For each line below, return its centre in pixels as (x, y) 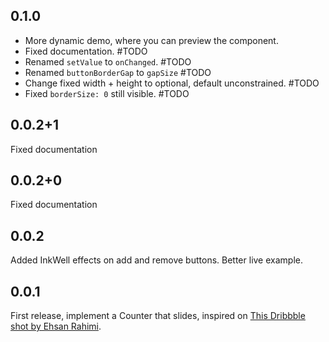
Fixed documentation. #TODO (86, 51)
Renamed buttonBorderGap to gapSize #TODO (118, 72)
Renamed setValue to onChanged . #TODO (108, 61)
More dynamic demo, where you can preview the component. (151, 40)
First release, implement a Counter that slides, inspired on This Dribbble (158, 316)
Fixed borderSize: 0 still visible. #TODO (107, 93)
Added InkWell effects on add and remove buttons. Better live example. (156, 260)
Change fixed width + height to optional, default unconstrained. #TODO (172, 83)
